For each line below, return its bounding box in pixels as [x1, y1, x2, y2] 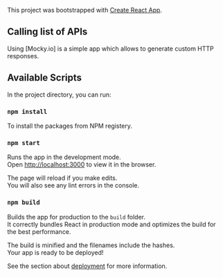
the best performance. [7, 227, 71, 235]
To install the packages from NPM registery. [7, 121, 133, 130]
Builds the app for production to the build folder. [7, 212, 146, 221]
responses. [7, 51, 39, 60]
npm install [7, 108, 48, 115]
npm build [7, 199, 40, 207]
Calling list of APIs [7, 26, 88, 37]
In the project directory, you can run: [7, 90, 111, 99]
